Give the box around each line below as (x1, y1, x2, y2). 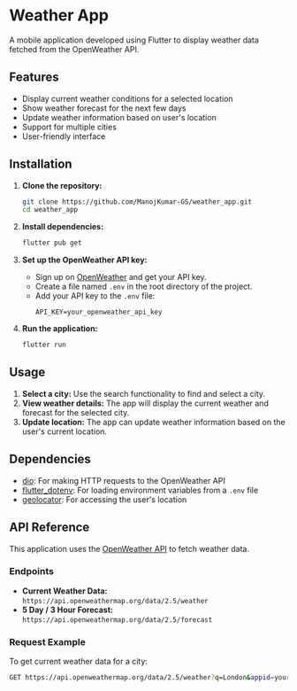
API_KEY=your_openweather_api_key (34, 307, 163, 317)
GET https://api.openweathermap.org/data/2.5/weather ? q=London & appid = (9, 673, 275, 682)
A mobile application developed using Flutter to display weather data (9, 35, 259, 45)
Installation (9, 157, 72, 172)
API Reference (9, 520, 90, 535)
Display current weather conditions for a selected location (21, 93, 233, 104)
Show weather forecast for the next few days (21, 103, 187, 113)
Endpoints (9, 565, 55, 578)
